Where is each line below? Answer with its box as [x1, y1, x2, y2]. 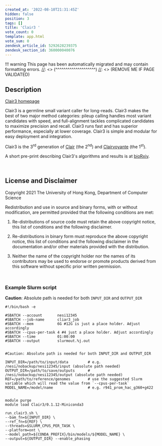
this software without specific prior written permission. [12, 263, 122, 269]
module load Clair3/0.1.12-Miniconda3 [5, 402, 84, 407]
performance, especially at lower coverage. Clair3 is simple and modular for [5, 128, 157, 134]
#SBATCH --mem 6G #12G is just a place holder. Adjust [5, 322, 140, 326]
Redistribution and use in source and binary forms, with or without [5, 204, 138, 210]
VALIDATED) [5, 71, 30, 77]
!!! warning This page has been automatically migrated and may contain [5, 61, 148, 67]
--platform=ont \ [5, 428, 40, 433]
